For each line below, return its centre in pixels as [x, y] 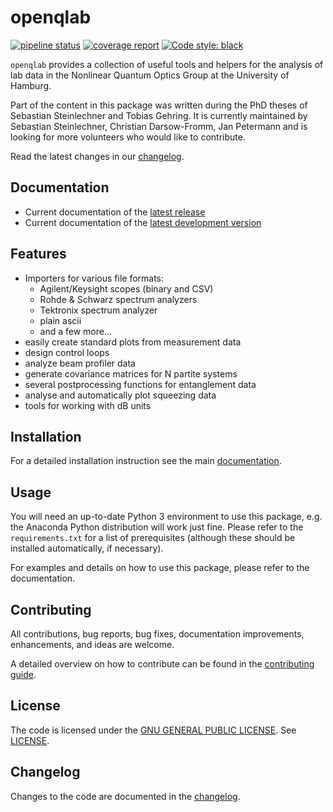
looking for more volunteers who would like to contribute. [128, 137]
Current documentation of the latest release [115, 212]
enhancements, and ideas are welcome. [92, 644]
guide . [23, 674]
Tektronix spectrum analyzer [98, 310]
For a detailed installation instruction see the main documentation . [146, 461]
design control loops [67, 352]
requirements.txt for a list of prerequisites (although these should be [153, 538]
